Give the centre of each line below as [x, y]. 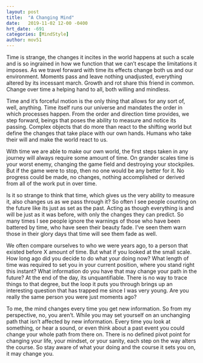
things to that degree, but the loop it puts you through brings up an [89, 284]
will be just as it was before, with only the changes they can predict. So [95, 214]
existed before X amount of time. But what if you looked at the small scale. [99, 252]
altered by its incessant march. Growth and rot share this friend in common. [101, 83]
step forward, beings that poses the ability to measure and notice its [92, 120]
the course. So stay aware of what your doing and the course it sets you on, [101, 347]
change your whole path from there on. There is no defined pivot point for [98, 334]
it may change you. [30, 354]
